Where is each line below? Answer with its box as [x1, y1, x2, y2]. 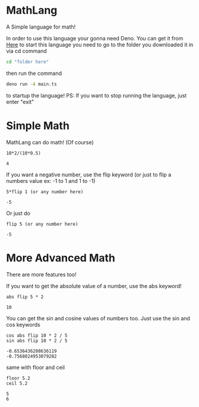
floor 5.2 [6, 375, 31, 381]
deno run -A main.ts [6, 81, 58, 87]
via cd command [6, 47, 48, 54]
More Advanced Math [6, 251, 116, 264]
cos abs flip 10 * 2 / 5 [6, 332, 68, 339]
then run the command [6, 70, 62, 77]
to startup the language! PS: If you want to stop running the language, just [6, 92, 187, 99]
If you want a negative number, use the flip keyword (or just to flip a [6, 171, 172, 178]
